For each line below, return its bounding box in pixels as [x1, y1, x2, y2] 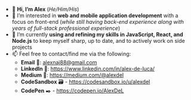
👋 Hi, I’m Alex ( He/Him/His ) [11, 6, 79, 12]
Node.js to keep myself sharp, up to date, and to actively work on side [11, 37, 185, 44]
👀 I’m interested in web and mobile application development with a [11, 12, 178, 19]
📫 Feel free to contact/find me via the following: [11, 51, 131, 57]
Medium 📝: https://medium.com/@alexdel [20, 71, 124, 79]
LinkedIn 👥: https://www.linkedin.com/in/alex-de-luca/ [20, 65, 155, 72]
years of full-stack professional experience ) [11, 24, 121, 32]
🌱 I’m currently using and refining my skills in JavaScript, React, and [11, 31, 183, 38]
